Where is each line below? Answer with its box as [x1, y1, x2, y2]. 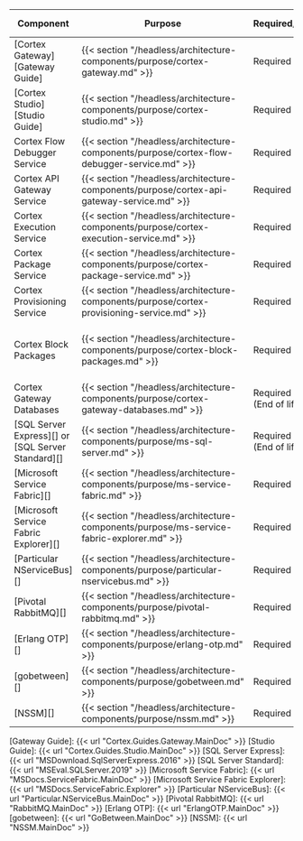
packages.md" [80, 356, 143, 367]
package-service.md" [80, 270, 176, 282]
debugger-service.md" [80, 158, 180, 170]
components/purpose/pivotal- [80, 601, 211, 613]
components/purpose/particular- [80, 564, 224, 576]
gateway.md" [80, 67, 138, 79]
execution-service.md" [80, 232, 180, 245]
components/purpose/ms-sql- [80, 435, 214, 448]
